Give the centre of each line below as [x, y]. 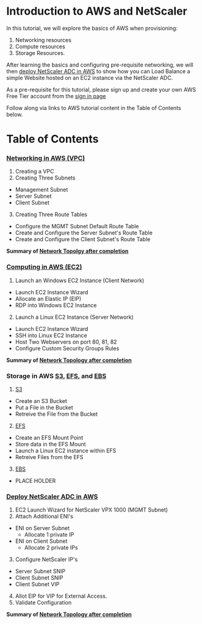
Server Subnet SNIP [40, 571]
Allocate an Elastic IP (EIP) [48, 299]
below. [15, 114]
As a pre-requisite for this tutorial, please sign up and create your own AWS [101, 89]
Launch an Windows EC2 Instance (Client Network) [80, 280]
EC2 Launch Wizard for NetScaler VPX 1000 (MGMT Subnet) [92, 510]
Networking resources [43, 40]
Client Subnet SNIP [39, 578]
